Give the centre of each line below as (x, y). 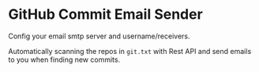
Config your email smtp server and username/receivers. (99, 36)
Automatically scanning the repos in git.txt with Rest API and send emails (130, 51)
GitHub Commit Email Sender (105, 14)
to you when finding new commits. (64, 59)
